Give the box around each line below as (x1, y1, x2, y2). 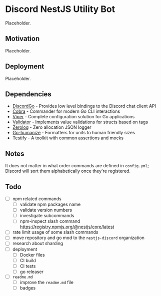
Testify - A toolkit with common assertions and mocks (12, 135, 124, 141)
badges (19, 285, 36, 291)
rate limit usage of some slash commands (12, 229, 98, 235)
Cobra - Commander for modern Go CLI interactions (12, 108, 120, 114)
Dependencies (5, 90, 51, 98)
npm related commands (12, 196, 61, 202)
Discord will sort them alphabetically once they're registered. (5, 168, 131, 174)
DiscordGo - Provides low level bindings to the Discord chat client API (12, 103, 156, 109)
